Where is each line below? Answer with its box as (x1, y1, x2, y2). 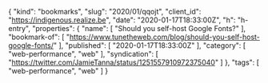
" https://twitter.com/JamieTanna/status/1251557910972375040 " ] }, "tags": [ (8, 57, 260, 67)
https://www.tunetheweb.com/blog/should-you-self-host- (69, 32, 260, 41)
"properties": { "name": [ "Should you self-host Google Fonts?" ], (31, 24, 246, 33)
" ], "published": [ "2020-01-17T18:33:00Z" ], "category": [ (53, 41, 246, 50)
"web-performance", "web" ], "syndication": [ (8, 49, 158, 58)
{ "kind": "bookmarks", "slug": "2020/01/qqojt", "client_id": (8, 7, 202, 16)
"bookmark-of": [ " (8, 32, 70, 41)
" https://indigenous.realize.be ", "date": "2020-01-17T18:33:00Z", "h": (8, 15, 236, 25)
